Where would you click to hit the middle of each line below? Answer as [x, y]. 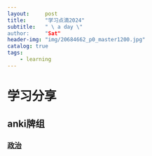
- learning [36, 59]
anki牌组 [26, 124]
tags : [15, 53]
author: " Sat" [34, 33]
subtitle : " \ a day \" [45, 27]
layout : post [33, 14]
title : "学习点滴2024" [46, 20]
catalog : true [28, 46]
